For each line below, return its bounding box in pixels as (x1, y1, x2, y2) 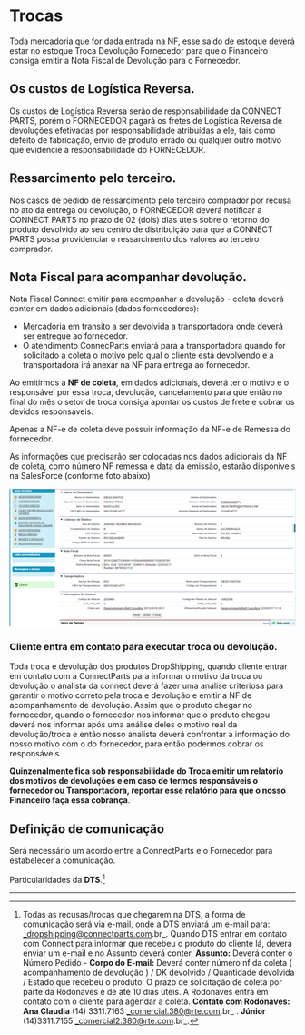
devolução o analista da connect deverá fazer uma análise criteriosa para (9, 680, 284, 692)
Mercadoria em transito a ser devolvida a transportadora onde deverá (22, 320, 284, 332)
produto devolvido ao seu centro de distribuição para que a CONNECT (9, 224, 274, 235)
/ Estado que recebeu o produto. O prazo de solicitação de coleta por (22, 976, 283, 988)
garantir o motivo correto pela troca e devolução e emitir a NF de (9, 690, 252, 701)
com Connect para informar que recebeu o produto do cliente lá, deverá (22, 938, 292, 949)
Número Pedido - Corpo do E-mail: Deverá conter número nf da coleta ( (22, 957, 292, 968)
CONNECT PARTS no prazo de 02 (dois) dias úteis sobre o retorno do (9, 214, 270, 225)
